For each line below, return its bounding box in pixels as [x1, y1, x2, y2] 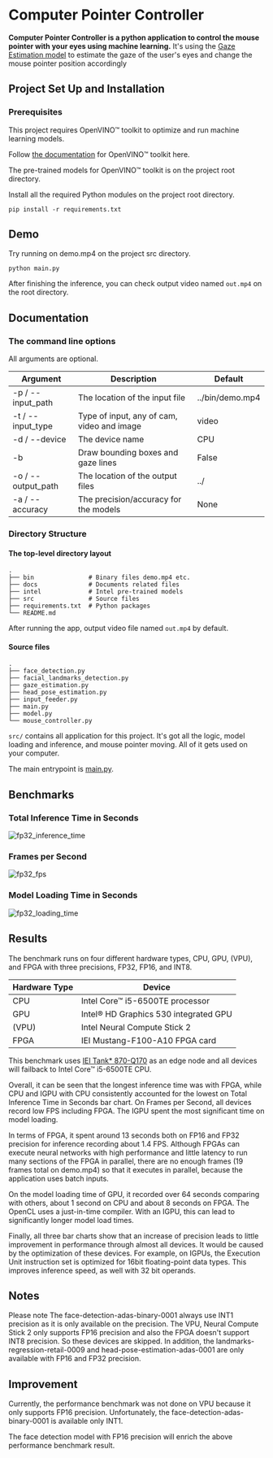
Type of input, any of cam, [77, 411, 178, 422]
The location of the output [77, 470, 177, 481]
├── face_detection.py [8, 667, 85, 676]
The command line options [8, 335, 116, 346]
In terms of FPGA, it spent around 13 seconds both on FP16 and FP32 [8, 1130, 240, 1140]
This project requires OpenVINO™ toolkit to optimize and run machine [8, 124, 240, 135]
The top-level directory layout [8, 548, 112, 558]
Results [8, 932, 48, 946]
